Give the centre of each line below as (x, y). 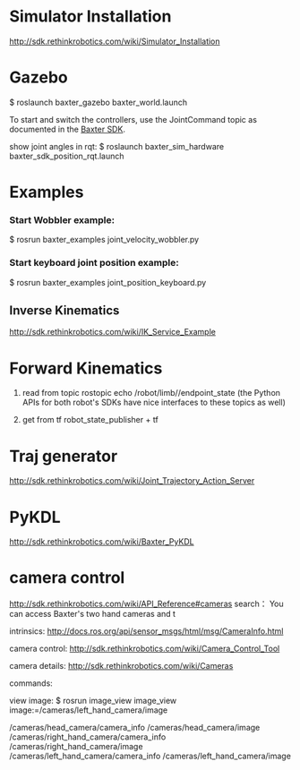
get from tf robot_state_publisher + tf (90, 420)
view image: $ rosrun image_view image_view (93, 701)
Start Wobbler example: (62, 219)
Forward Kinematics (86, 368)
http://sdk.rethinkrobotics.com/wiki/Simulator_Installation (115, 41)
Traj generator (64, 456)
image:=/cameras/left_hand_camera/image (89, 710)
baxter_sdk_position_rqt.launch (67, 156)
